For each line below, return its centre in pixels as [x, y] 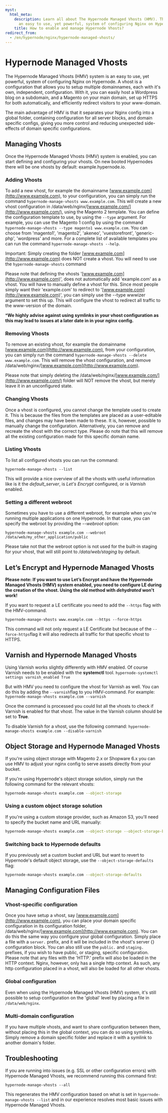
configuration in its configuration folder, [46, 926]
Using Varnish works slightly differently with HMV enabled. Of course [76, 667]
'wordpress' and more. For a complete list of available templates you [87, 238]
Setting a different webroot [39, 502]
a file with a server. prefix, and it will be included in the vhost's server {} [80, 942]
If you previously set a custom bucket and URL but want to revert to [75, 855]
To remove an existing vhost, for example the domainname [65, 344]
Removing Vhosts [27, 333]
